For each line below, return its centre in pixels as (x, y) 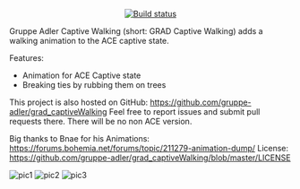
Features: (27, 58)
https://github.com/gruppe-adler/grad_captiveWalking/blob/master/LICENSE (150, 158)
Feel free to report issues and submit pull (184, 112)
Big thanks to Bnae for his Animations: (80, 138)
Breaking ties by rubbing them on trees (94, 85)
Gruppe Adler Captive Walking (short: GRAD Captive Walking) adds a (136, 31)
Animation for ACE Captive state (81, 75)
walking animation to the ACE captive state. (90, 41)
